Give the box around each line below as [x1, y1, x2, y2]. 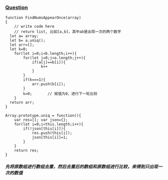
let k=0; [9, 47, 28, 52]
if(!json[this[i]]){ [23, 126, 66, 131]
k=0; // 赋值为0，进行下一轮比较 [23, 91, 98, 96]
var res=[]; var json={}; [14, 118, 68, 123]
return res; [14, 148, 39, 153]
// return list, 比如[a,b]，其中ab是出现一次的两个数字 [14, 29, 121, 34]
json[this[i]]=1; [31, 135, 68, 140]
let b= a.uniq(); [9, 38, 46, 43]
